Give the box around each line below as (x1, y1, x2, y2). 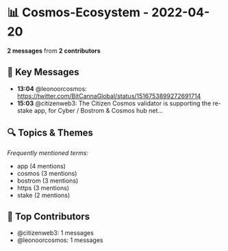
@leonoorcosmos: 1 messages (16, 236, 104, 244)
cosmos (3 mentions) (16, 169, 77, 177)
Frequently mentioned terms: (7, 148, 89, 157)
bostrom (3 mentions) (16, 176, 79, 185)
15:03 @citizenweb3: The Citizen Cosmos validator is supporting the (16, 99, 212, 107)
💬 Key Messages (7, 66, 80, 78)
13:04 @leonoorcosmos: (16, 84, 87, 92)
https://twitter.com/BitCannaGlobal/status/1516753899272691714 (16, 92, 201, 100)
